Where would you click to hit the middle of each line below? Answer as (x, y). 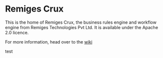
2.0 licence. (17, 32)
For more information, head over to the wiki (49, 42)
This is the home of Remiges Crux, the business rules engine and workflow (81, 22)
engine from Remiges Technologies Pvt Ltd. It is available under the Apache (82, 27)
